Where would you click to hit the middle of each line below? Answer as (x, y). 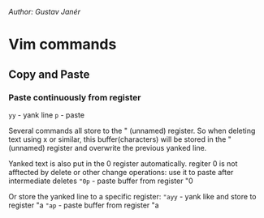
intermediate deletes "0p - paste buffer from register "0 (101, 181)
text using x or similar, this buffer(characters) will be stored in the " (120, 139)
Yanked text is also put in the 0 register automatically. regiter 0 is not (123, 163)
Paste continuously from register (75, 97)
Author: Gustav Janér (45, 12)
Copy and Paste (49, 74)
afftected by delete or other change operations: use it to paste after (121, 172)
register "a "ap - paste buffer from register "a (84, 205)
